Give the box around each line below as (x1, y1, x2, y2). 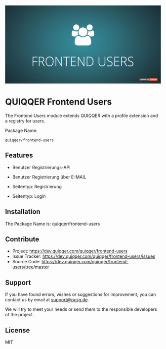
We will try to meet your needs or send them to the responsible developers (5, 306, 157, 312)
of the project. (5, 312, 34, 318)
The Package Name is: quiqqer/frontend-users (5, 221, 100, 227)
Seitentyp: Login (12, 193, 46, 199)
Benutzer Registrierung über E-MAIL (12, 174, 86, 180)
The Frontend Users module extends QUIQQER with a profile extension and (5, 113, 158, 118)
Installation (5, 208, 41, 216)
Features (5, 151, 33, 160)
